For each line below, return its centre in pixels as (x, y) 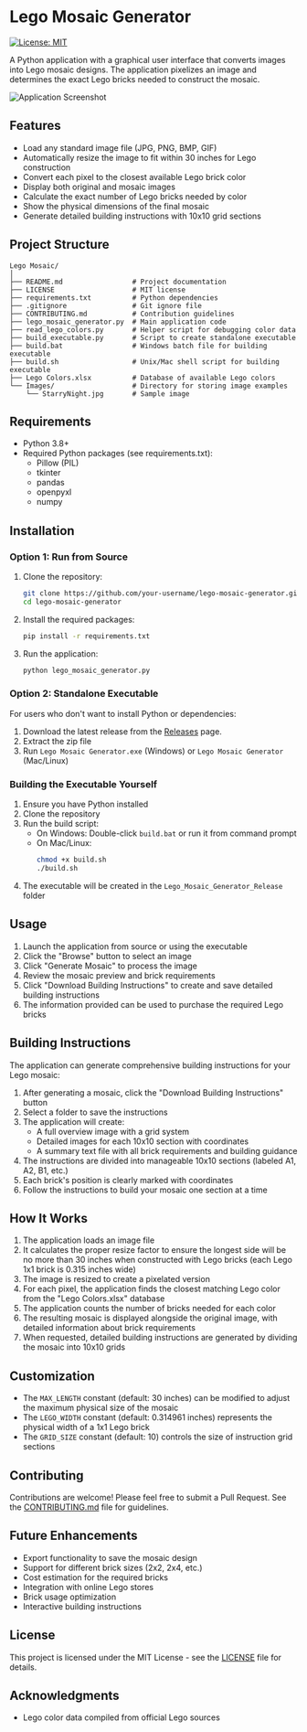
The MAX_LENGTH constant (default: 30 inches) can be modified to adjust (156, 1398)
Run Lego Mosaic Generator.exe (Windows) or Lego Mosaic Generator (153, 751)
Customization (53, 1376)
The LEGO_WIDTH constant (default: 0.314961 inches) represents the (147, 1417)
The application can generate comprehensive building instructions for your (150, 1065)
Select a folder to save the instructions (95, 1112)
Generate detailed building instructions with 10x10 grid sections (142, 216)
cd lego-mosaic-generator (72, 602)
